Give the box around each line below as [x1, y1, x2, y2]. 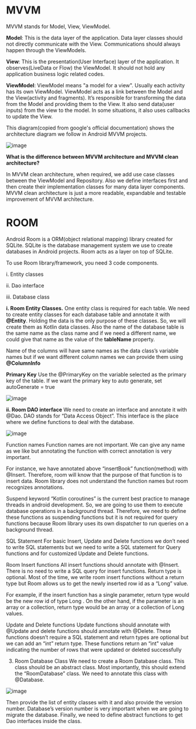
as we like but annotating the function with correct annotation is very [6, 447, 172, 454]
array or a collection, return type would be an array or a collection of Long [6, 604, 185, 611]
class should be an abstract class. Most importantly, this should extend [14, 663, 186, 670]
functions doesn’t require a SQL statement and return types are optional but [6, 634, 189, 641]
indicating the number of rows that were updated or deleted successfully [6, 646, 182, 653]
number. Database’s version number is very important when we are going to [6, 705, 189, 712]
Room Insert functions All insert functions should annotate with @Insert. [6, 561, 180, 568]
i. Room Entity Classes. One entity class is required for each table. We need [6, 304, 190, 312]
